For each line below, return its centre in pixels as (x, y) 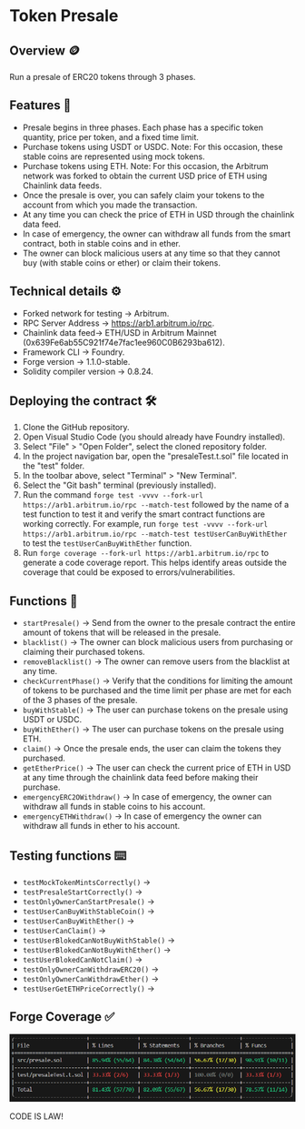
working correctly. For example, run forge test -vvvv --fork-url (145, 524)
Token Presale (64, 16)
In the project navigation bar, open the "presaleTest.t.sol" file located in (155, 457)
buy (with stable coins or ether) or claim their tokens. (121, 262)
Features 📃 (40, 106)
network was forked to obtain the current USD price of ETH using (145, 176)
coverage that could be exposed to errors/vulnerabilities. (129, 572)
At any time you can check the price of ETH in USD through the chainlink (158, 214)
